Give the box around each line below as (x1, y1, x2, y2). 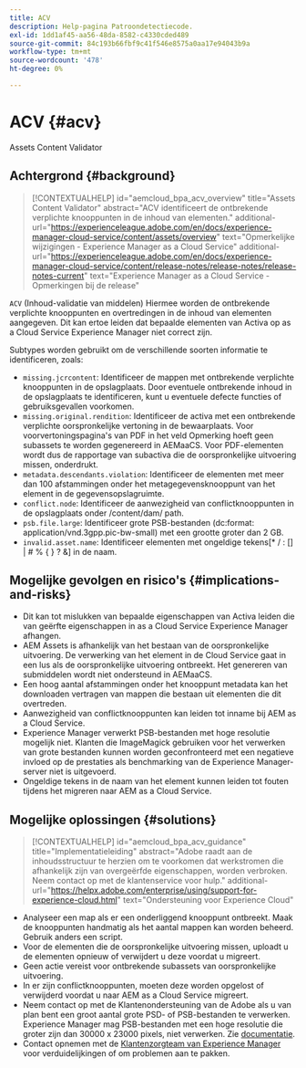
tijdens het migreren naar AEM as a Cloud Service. (22, 786, 212, 797)
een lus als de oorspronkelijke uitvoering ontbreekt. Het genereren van (22, 659, 288, 671)
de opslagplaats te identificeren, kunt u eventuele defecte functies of (22, 391, 282, 402)
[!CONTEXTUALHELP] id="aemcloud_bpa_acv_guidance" (31, 836, 247, 847)
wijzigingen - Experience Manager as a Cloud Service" (31, 241, 238, 252)
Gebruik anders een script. (22, 932, 123, 943)
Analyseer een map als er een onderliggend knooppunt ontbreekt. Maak (22, 912, 293, 923)
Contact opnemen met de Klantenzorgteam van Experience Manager (22, 1038, 281, 1050)
